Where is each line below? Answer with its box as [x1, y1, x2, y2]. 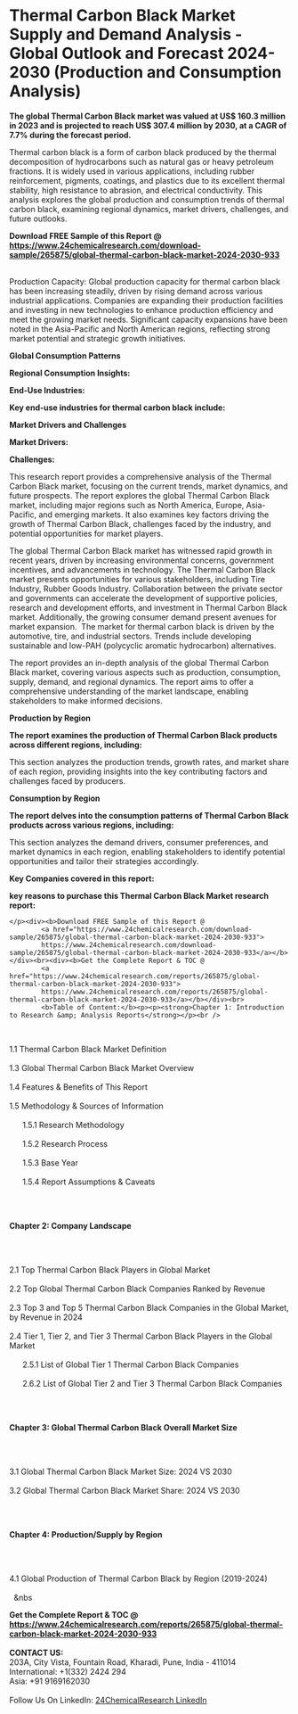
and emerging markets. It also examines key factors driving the [38, 509, 270, 520]
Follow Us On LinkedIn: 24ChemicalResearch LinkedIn [9, 1694, 207, 1705]
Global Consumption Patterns [9, 350, 122, 361]
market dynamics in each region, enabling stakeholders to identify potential [9, 846, 286, 857]
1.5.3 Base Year [21, 1157, 78, 1168]
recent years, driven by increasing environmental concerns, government [9, 555, 274, 565]
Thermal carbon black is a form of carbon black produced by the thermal [9, 146, 278, 157]
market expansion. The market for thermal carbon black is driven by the [9, 621, 275, 631]
